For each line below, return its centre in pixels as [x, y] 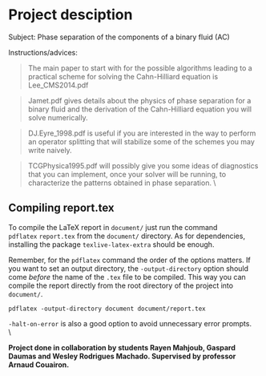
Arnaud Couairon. [39, 364]
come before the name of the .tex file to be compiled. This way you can [127, 277]
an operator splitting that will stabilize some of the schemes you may [141, 141]
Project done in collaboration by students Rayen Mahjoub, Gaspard [122, 347]
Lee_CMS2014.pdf [58, 85]
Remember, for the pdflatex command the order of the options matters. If [129, 260]
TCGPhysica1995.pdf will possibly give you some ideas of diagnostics [143, 165]
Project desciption [71, 15]
